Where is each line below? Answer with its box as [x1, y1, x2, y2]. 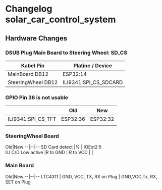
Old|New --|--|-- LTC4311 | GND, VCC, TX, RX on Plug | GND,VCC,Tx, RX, [5, 173, 157, 179]
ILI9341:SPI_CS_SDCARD [63, 79, 123, 86]
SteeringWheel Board [5, 132, 59, 139]
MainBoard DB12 [8, 70, 49, 77]
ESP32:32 [90, 116, 115, 123]
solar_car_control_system [5, 14, 116, 25]
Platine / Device [73, 62, 113, 69]
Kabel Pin [21, 62, 44, 69]
